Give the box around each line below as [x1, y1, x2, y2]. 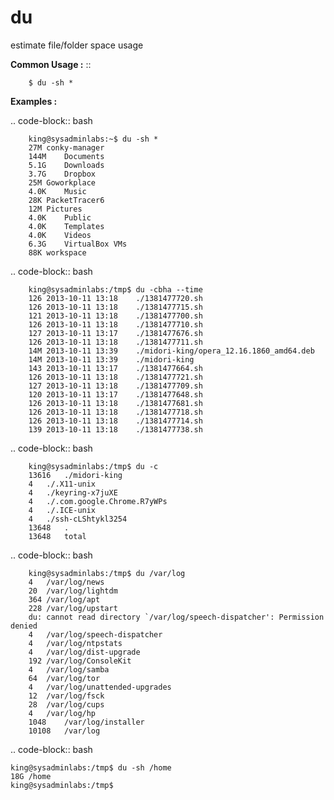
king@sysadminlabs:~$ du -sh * [28, 134, 159, 144]
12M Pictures [28, 204, 83, 214]
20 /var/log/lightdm [28, 586, 118, 596]
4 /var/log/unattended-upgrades [28, 682, 172, 692]
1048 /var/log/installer [28, 717, 145, 727]
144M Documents [28, 151, 105, 161]
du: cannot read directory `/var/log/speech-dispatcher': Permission [28, 612, 325, 622]
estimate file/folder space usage [10, 39, 144, 51]
